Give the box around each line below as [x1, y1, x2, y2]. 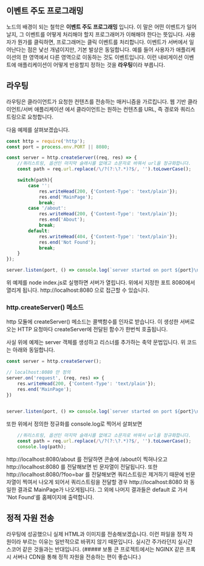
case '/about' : [28, 205, 67, 212]
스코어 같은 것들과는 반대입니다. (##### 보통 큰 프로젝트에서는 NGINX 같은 [6, 545, 185, 553]
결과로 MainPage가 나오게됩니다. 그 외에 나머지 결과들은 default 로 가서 [17, 486, 188, 493]
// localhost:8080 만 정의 [6, 370, 71, 376]
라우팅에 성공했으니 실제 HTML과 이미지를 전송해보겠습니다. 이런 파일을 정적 [6, 530, 187, 537]
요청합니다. [27, 113, 53, 120]
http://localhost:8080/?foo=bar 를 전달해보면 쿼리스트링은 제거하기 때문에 [6, 471, 185, 478]
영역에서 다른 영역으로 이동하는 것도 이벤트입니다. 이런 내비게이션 [29, 53, 183, 61]
